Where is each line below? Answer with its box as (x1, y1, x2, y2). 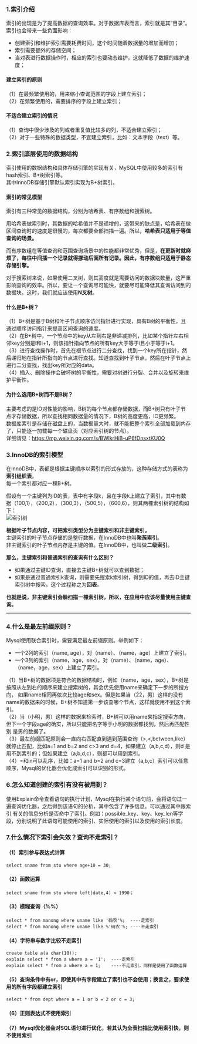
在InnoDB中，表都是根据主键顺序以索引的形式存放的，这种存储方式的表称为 (6, 465, 188, 472)
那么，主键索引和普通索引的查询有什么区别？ (6, 554, 114, 561)
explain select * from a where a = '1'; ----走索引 (6, 957, 135, 962)
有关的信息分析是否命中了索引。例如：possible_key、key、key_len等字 (12, 810, 184, 817)
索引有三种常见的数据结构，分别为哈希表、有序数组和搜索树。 (6, 207, 155, 215)
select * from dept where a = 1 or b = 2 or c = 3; (6, 996, 135, 1002)
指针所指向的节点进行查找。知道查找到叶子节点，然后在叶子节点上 (31, 354, 191, 362)
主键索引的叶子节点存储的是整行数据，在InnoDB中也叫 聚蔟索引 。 (6, 534, 162, 541)
